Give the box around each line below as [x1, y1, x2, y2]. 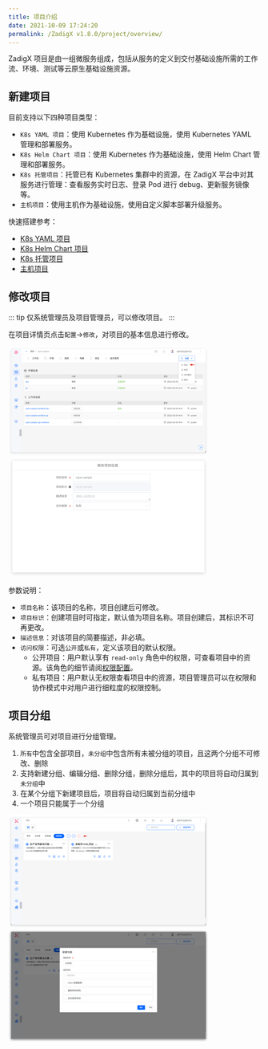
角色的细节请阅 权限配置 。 [53, 663, 138, 673]
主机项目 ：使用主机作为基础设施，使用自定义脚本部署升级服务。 [19, 200, 226, 209]
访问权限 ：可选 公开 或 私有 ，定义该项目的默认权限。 [19, 643, 180, 653]
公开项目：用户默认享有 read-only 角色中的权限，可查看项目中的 [31, 653, 244, 662]
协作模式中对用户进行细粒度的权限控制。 [31, 683, 166, 693]
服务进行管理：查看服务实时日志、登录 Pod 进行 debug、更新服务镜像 [19, 180, 250, 189]
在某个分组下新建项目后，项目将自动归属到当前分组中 [19, 789, 196, 799]
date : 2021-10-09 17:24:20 [8, 21, 98, 30]
